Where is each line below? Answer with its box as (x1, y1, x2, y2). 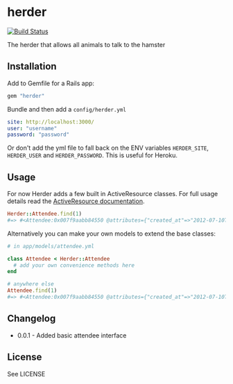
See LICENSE (7, 369, 46, 378)
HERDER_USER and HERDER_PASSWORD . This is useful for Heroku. (7, 151, 178, 159)
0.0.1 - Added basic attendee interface (17, 331, 127, 340)
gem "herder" (7, 92, 45, 99)
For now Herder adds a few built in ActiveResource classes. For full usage (7, 190, 218, 198)
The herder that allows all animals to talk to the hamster (7, 40, 166, 49)
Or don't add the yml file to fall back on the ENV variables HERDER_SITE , (7, 143, 209, 152)
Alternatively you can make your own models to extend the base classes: (7, 229, 216, 238)
